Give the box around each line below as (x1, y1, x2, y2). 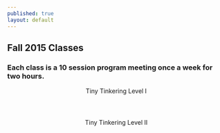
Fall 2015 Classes (7, 42, 84, 54)
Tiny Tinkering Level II (84, 119, 148, 127)
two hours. (7, 71, 45, 81)
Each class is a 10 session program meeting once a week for (7, 63, 213, 72)
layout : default (7, 17, 54, 23)
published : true (7, 10, 54, 17)
